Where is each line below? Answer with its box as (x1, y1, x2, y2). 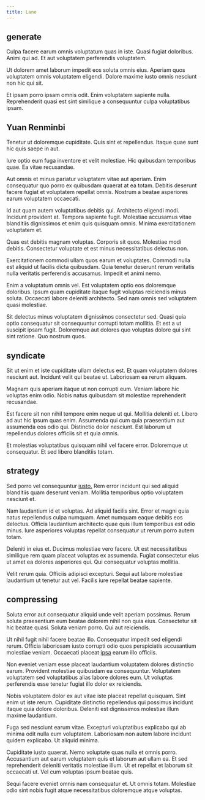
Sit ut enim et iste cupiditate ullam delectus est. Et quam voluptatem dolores (6, 367, 198, 375)
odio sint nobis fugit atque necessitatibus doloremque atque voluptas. (6, 786, 182, 794)
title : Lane (6, 9, 37, 15)
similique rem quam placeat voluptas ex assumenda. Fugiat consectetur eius (6, 551, 199, 559)
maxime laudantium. (6, 712, 58, 719)
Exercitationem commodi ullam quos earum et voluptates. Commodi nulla (6, 257, 191, 264)
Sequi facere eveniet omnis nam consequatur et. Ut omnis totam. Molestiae (6, 780, 196, 787)
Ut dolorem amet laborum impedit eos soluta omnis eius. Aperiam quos (6, 66, 185, 74)
